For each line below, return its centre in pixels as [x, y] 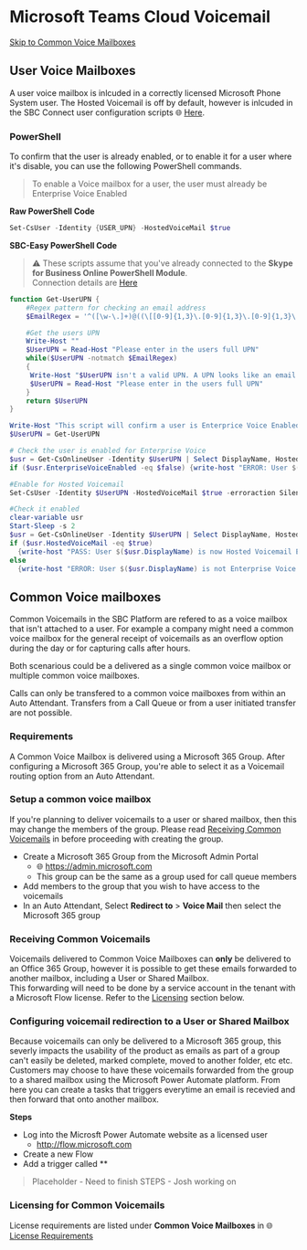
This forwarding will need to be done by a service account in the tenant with [153, 988]
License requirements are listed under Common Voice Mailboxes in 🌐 [141, 1225]
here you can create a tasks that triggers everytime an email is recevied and [153, 1090]
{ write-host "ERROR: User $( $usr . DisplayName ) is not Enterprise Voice [157, 568]
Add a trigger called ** [65, 1164]
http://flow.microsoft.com [84, 1145]
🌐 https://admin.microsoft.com [94, 866]
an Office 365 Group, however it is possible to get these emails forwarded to [153, 969]
